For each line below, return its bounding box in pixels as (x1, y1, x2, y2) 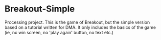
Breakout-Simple (4, 3, 75, 14)
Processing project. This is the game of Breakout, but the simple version (4, 19, 150, 25)
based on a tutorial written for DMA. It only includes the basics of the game (4, 24, 156, 30)
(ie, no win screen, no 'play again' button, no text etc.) (4, 29, 114, 35)
